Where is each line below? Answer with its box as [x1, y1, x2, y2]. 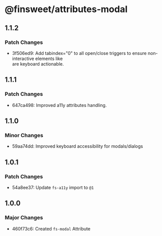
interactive [12, 55, 34, 62]
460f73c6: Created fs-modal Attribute [12, 225, 91, 231]
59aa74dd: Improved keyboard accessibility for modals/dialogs [12, 143, 143, 149]
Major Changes [5, 214, 43, 221]
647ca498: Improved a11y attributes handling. [12, 102, 107, 108]
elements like [35, 55, 63, 62]
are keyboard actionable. [12, 61, 64, 67]
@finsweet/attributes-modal [5, 4, 128, 15]
